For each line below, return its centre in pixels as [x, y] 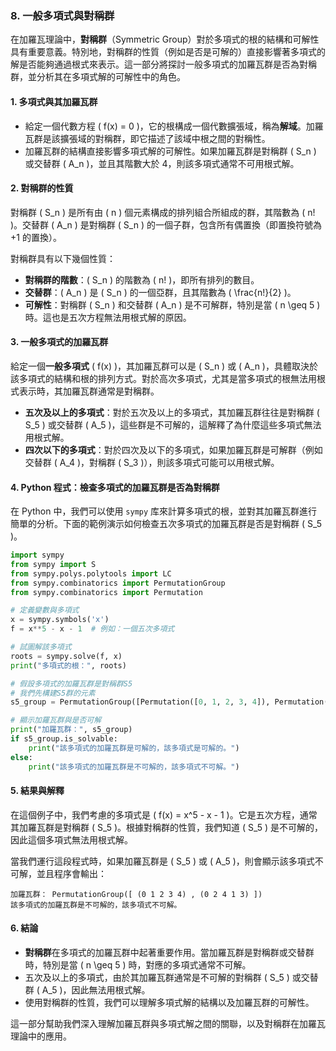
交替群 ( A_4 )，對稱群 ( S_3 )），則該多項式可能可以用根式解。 [152, 462]
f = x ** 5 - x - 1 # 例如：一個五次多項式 [92, 629]
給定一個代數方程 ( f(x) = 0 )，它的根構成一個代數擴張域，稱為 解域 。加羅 [174, 126]
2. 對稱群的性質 [42, 188]
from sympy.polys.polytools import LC [91, 573]
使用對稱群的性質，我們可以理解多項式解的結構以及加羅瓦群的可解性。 [169, 1003]
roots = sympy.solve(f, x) [66, 656]
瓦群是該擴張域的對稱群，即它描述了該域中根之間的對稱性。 [147, 138]
